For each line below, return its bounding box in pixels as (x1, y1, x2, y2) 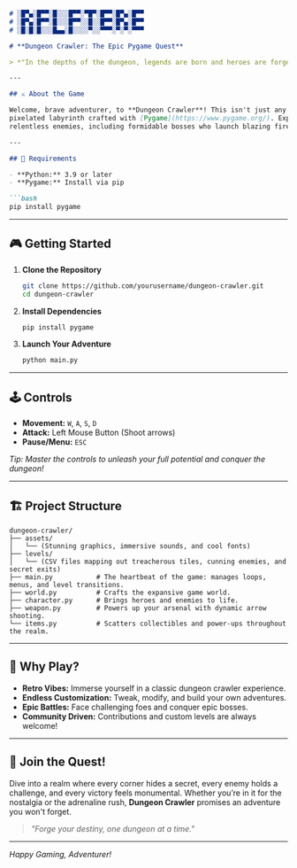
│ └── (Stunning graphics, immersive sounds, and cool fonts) (9, 541, 251, 550)
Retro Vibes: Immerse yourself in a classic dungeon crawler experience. (21, 683, 286, 694)
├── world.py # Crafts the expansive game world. (9, 588, 232, 597)
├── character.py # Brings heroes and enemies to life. (9, 595, 240, 605)
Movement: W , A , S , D (21, 418, 97, 429)
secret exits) (9, 564, 62, 574)
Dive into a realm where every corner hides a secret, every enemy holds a (9, 778, 278, 788)
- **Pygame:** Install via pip (9, 178, 125, 187)
